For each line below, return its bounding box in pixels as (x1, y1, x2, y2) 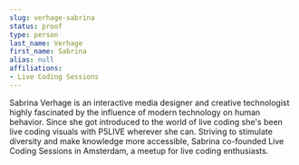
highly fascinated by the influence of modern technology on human (9, 106, 261, 118)
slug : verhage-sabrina (9, 13, 95, 23)
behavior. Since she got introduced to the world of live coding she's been (9, 116, 284, 127)
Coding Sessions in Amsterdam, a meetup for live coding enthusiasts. (9, 145, 269, 156)
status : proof (9, 22, 63, 31)
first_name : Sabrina (9, 47, 88, 56)
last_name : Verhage (9, 38, 83, 48)
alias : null (9, 55, 54, 64)
